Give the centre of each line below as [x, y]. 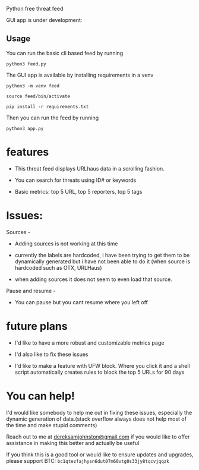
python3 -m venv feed [33, 86]
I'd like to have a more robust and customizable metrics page [89, 343]
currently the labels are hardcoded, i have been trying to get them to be [102, 255]
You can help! [41, 396]
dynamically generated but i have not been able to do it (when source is [102, 261]
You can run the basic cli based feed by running [65, 53]
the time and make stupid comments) [52, 425]
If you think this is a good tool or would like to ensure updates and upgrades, [100, 455]
